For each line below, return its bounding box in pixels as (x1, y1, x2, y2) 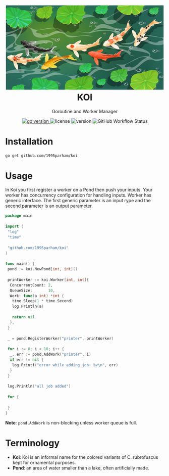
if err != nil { (10, 357, 44, 362)
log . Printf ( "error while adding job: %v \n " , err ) (12, 362, 119, 367)
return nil (12, 315, 35, 320)
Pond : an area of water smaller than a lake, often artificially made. (12, 465, 150, 471)
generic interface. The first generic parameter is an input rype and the (5, 198, 151, 204)
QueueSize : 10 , (10, 288, 55, 293)
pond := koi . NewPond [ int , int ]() (7, 267, 78, 272)
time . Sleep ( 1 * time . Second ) (12, 299, 73, 304)
